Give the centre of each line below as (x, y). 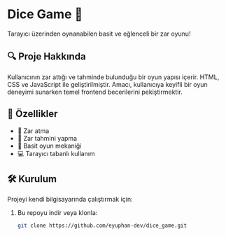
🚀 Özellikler (33, 114)
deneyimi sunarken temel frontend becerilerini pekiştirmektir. (95, 92)
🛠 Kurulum (32, 179)
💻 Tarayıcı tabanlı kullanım (56, 153)
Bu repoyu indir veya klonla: (57, 213)
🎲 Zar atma (33, 131)
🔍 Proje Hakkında (47, 56)
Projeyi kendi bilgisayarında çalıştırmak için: (70, 200)
